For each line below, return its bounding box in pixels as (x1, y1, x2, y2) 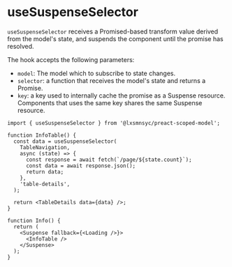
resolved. (7, 42, 34, 50)
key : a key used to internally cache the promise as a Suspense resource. (17, 91, 226, 100)
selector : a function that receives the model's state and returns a (17, 76, 206, 84)
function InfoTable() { (7, 132, 77, 139)
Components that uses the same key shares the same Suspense (17, 98, 203, 107)
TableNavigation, (20, 144, 71, 151)
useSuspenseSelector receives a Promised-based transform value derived (7, 27, 219, 36)
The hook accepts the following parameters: (7, 55, 135, 63)
